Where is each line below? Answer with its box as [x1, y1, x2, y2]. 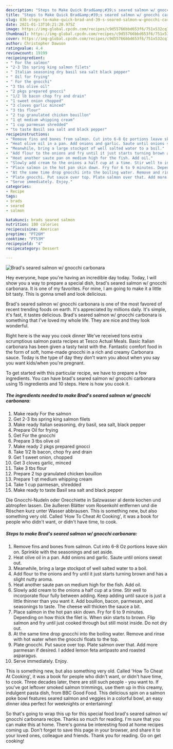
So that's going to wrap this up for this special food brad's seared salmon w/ [6, 710, 168, 717]
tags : [6, 194, 17, 199]
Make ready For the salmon [13, 411, 71, 417]
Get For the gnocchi [13, 432, 56, 439]
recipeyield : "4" [6, 241, 43, 246]
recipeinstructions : [6, 131, 50, 137]
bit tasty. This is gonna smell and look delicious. [6, 291, 107, 297]
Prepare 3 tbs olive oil [13, 438, 60, 444]
